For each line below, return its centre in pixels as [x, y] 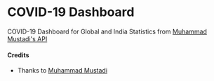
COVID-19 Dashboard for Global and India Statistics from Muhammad [107, 31]
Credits [18, 55]
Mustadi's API [27, 38]
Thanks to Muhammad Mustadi [62, 71]
